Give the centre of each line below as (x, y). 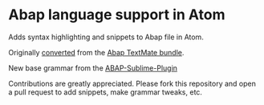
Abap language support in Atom (117, 15)
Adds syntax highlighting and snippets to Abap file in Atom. (106, 37)
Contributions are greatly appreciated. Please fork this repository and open (132, 83)
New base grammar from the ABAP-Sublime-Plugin (93, 68)
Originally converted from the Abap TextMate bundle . (96, 52)
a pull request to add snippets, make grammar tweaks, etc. (106, 92)
